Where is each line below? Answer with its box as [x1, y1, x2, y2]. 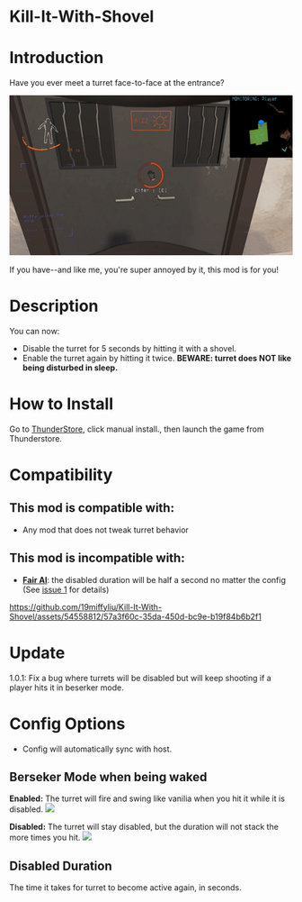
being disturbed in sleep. [22, 362, 119, 373]
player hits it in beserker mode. [9, 682, 124, 693]
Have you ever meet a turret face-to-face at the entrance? [9, 77, 225, 88]
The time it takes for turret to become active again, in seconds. [9, 882, 243, 893]
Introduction [9, 48, 104, 68]
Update [9, 642, 66, 663]
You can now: [9, 325, 60, 336]
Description [9, 296, 99, 316]
